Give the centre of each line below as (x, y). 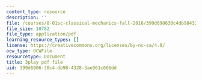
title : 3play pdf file (35, 62)
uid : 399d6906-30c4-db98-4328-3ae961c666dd (62, 68)
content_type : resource (36, 12)
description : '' (26, 17)
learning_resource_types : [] (43, 40)
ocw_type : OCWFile (29, 51)
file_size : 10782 (28, 29)
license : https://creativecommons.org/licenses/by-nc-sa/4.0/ (86, 46)
